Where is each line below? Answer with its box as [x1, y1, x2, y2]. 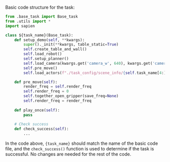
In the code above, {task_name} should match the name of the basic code [5, 140, 158, 146]
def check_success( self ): [14, 127, 69, 132]
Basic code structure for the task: [5, 5, 75, 10]
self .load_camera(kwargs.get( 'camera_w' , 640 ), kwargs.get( [23, 61, 153, 66]
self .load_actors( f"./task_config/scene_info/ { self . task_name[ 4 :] [23, 70, 166, 75]
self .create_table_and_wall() [23, 47, 87, 52]
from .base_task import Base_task [5, 14, 78, 19]
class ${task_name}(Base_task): [5, 32, 73, 37]
